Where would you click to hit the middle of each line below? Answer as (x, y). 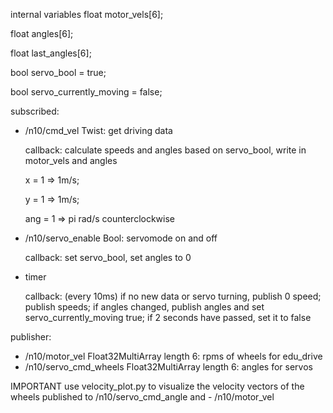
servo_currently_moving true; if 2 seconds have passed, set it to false (168, 317)
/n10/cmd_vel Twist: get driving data (98, 130)
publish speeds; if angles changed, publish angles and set (144, 307)
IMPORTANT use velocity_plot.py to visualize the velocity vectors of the (157, 386)
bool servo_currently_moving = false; (86, 92)
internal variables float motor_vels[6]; (87, 14)
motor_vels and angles (71, 160)
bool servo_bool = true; (58, 72)
